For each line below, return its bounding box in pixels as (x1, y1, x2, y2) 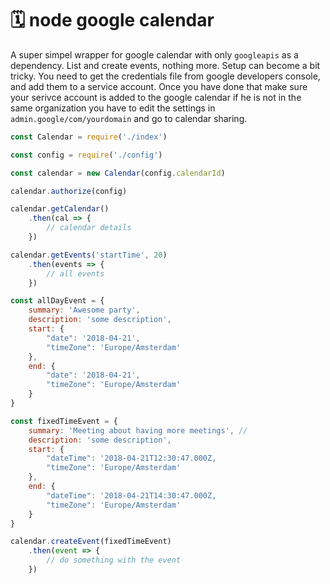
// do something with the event (46, 555, 182, 566)
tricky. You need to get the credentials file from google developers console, (10, 70, 321, 82)
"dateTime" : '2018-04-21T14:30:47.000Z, (46, 490, 217, 501)
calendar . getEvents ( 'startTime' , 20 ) (10, 250, 168, 260)
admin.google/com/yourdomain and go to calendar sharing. (10, 112, 248, 124)
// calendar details (46, 223, 132, 233)
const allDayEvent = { (10, 296, 105, 306)
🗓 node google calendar (10, 9, 215, 32)
